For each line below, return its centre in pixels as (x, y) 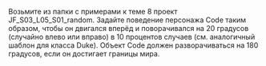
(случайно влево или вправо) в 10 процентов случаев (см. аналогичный (132, 37)
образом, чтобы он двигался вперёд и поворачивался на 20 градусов (129, 28)
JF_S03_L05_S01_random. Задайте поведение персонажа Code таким (127, 20)
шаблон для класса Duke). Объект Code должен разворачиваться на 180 (133, 45)
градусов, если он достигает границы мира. (84, 54)
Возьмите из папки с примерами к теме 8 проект (93, 12)
